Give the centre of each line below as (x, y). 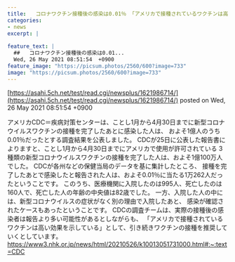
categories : (25, 20)
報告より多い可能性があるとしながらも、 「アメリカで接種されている (125, 218)
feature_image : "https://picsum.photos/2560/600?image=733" (97, 66)
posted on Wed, (203, 100)
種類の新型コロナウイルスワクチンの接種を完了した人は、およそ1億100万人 (115, 157)
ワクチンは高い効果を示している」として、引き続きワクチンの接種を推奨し (115, 227)
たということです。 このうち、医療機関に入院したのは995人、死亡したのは (115, 183)
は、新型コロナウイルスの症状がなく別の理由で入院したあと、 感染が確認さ (116, 201)
